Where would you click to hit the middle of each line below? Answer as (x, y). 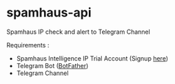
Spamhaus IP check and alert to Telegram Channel (79, 32)
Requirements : (28, 45)
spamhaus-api (49, 13)
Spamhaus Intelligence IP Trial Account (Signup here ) (92, 58)
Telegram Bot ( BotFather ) (52, 65)
